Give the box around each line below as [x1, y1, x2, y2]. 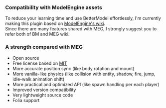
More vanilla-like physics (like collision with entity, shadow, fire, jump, [12, 71, 156, 77]
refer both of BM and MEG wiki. [5, 31, 70, 37]
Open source [12, 55, 39, 61]
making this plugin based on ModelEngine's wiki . [5, 20, 106, 26]
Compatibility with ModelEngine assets [5, 4, 102, 11]
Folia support [12, 97, 40, 103]
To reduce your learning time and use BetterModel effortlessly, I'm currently [5, 15, 161, 21]
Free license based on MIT [12, 60, 67, 66]
